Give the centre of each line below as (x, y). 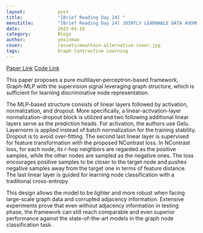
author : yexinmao (43, 40)
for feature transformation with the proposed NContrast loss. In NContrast (98, 143)
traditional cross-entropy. (38, 181)
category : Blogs (39, 34)
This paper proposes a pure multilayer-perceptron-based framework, (92, 79)
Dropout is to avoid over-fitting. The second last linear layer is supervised (98, 136)
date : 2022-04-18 (46, 29)
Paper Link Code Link (33, 68)
